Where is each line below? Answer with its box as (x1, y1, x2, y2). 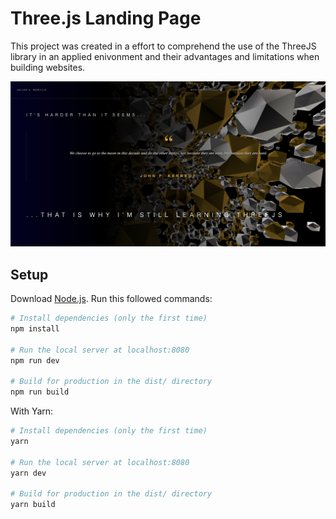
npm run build (10, 387, 70, 397)
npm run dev (10, 355, 60, 366)
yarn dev (10, 468, 47, 478)
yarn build (10, 500, 56, 510)
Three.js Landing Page (10, 7, 202, 30)
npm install (10, 323, 60, 334)
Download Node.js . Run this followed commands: (10, 293, 213, 305)
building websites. (10, 61, 86, 73)
